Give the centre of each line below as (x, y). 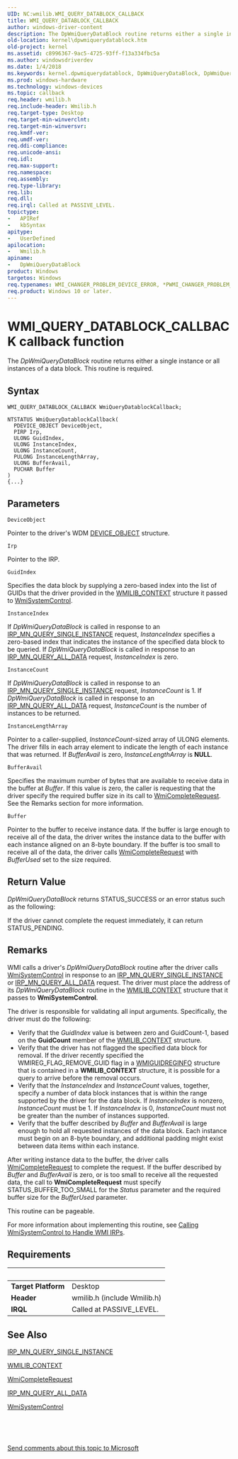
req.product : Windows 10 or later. (60, 291)
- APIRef (23, 219)
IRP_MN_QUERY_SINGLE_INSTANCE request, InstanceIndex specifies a (111, 634)
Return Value (36, 882)
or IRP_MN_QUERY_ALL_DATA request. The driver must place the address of (119, 982)
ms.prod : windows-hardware (47, 80)
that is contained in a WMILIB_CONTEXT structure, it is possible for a (119, 1070)
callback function (72, 341)
